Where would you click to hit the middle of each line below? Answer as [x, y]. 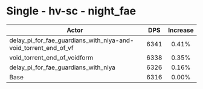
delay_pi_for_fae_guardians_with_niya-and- [72, 40]
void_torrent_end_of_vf [41, 48]
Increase [181, 30]
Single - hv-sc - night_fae [71, 11]
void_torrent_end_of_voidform [51, 57]
